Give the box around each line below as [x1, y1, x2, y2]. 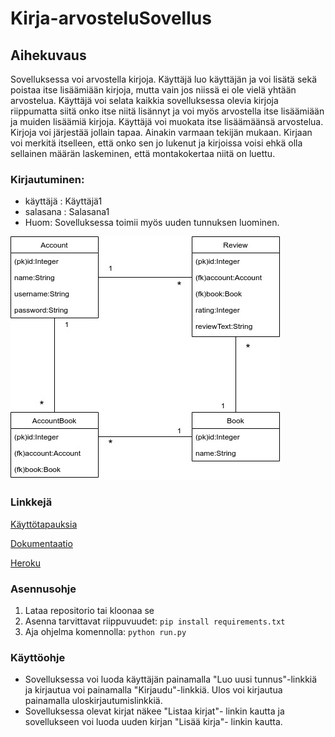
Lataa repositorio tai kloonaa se [24, 604, 155, 616]
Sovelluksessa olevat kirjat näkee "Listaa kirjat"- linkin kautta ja [24, 705, 285, 717]
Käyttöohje [10, 650, 66, 664]
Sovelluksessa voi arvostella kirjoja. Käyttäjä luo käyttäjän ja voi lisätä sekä [10, 73, 317, 85]
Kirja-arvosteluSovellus [10, 7, 212, 30]
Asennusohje [10, 582, 77, 596]
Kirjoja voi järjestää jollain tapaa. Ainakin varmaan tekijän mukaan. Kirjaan [10, 127, 313, 138]
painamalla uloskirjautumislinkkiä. [24, 695, 163, 707]
